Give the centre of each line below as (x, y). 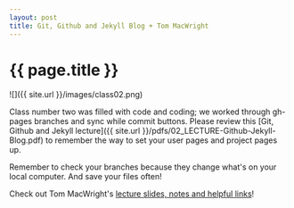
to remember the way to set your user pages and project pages (161, 140)
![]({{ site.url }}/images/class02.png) (76, 95)
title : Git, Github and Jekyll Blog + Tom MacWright (109, 26)
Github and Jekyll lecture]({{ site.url (75, 131)
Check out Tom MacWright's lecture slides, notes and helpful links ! (132, 194)
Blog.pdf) (26, 140)
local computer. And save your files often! (86, 177)
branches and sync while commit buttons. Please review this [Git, (154, 121)
